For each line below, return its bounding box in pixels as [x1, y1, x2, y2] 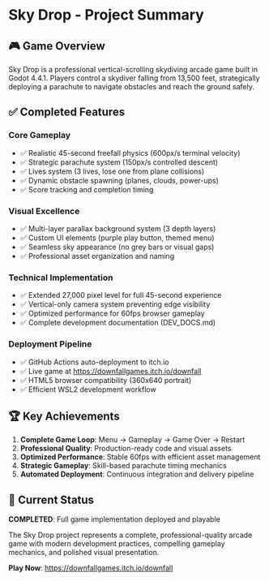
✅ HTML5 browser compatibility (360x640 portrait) [19, 375, 192, 385]
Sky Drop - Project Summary [8, 6, 204, 24]
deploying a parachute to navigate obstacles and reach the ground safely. [8, 82, 255, 91]
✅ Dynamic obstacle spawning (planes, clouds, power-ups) [19, 175, 219, 185]
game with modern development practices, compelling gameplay [8, 539, 225, 549]
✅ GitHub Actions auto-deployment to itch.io [19, 357, 169, 367]
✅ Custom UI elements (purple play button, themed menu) [19, 233, 215, 243]
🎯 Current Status [8, 493, 95, 506]
